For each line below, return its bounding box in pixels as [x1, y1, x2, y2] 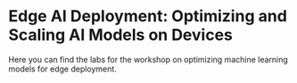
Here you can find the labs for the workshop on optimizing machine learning [8, 54, 289, 64]
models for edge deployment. [8, 64, 117, 74]
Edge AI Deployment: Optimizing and [8, 6, 287, 26]
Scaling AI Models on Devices [8, 25, 233, 45]
